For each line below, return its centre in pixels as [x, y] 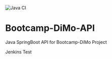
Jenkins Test [18, 52]
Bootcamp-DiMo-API [50, 28]
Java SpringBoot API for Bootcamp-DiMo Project [56, 42]
